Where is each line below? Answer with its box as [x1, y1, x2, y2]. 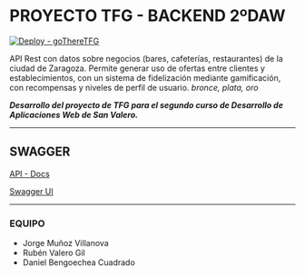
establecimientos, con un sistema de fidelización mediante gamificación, [9, 72, 281, 83]
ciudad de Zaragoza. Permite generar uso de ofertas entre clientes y [9, 63, 266, 74]
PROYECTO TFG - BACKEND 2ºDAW [9, 5, 286, 26]
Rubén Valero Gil [22, 247, 85, 259]
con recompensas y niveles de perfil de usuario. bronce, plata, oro [9, 82, 259, 93]
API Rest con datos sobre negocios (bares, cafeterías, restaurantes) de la [9, 53, 283, 64]
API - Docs [9, 168, 50, 179]
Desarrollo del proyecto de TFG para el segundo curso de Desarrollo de [9, 99, 284, 110]
